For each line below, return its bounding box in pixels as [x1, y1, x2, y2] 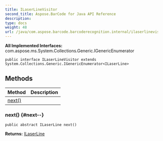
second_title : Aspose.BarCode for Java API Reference [5, 12, 116, 16]
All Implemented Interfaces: [5, 43, 63, 48]
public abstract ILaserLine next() [5, 123, 77, 127]
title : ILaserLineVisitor [5, 7, 57, 12]
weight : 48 [5, 25, 27, 30]
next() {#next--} [5, 112, 44, 118]
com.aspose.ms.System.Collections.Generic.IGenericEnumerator [5, 48, 134, 54]
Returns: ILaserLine [5, 131, 45, 137]
